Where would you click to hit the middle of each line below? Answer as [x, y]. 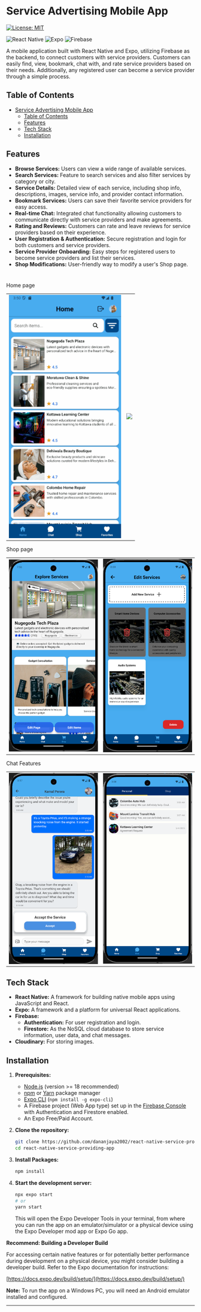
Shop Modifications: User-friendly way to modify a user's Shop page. [101, 264]
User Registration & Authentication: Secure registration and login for [100, 239]
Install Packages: [36, 1160]
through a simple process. [38, 76]
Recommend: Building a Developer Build [57, 1243]
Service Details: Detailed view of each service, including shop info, [98, 188]
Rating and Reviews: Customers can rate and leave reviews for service [103, 226]
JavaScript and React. [42, 1004]
